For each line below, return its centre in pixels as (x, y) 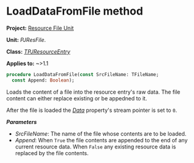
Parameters (22, 122)
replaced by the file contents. (52, 153)
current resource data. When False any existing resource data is (95, 147)
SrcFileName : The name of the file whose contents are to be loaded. (101, 134)
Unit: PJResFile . (26, 40)
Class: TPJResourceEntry (38, 51)
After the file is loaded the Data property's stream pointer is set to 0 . (92, 110)
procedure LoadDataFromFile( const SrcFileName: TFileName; (83, 74)
